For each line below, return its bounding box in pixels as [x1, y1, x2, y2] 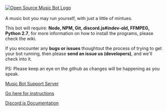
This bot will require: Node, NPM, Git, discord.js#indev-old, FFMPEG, [5, 25, 150, 31]
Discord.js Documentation [5, 100, 59, 106]
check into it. [5, 56, 32, 62]
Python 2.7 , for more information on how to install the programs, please [5, 30, 154, 36]
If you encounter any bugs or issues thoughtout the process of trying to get [5, 45, 162, 51]
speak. [5, 71, 19, 77]
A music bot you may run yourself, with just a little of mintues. [5, 15, 133, 21]
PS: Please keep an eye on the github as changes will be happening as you [5, 65, 160, 71]
